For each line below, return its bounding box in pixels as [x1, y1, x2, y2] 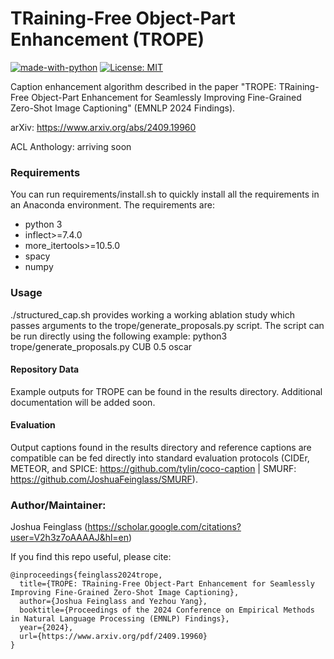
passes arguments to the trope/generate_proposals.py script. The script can [10, 319, 325, 331]
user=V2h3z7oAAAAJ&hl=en [10, 532, 130, 544]
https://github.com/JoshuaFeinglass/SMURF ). [10, 473, 198, 485]
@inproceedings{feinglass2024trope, [10, 570, 163, 581]
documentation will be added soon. [10, 396, 156, 408]
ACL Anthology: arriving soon [10, 140, 132, 152]
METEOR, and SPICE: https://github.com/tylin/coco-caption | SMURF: [10, 462, 297, 474]
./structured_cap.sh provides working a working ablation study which [10, 308, 295, 321]
